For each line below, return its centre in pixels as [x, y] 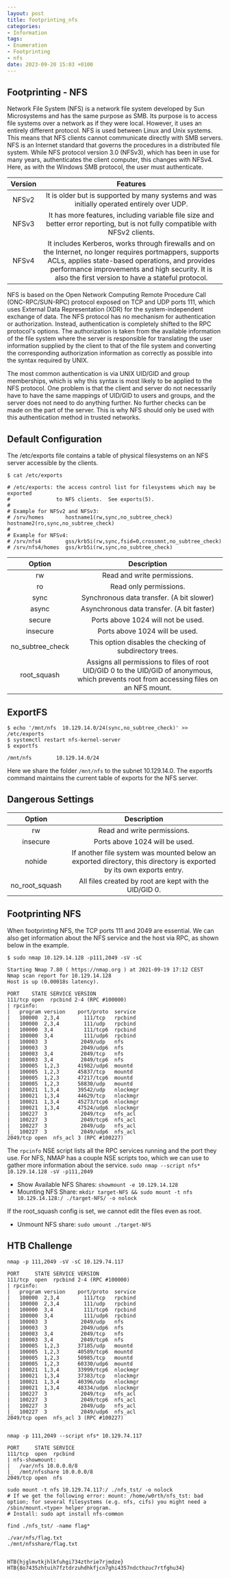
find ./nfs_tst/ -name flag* [49, 1526]
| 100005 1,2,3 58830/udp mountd [70, 1084]
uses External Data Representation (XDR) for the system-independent [105, 309]
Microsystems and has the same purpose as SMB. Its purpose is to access [112, 116]
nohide [36, 861]
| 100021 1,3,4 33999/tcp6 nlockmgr [73, 1369]
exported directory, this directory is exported [144, 861]
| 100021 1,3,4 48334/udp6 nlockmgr [73, 1388]
